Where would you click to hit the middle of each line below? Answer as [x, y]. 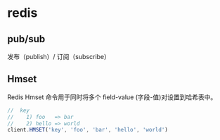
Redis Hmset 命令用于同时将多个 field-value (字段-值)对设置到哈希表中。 [112, 97]
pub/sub [26, 39]
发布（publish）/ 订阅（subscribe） [59, 57]
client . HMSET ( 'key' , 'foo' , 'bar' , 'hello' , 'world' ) [88, 130]
